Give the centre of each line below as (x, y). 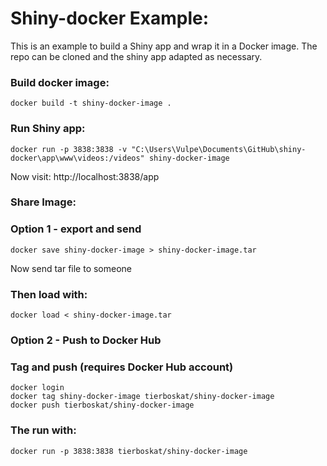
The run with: (43, 430)
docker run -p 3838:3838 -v (69, 149)
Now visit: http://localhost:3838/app (85, 176)
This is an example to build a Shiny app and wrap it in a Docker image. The (164, 46)
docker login (37, 388)
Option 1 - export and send (76, 229)
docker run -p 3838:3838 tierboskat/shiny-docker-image (129, 451)
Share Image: (43, 202)
